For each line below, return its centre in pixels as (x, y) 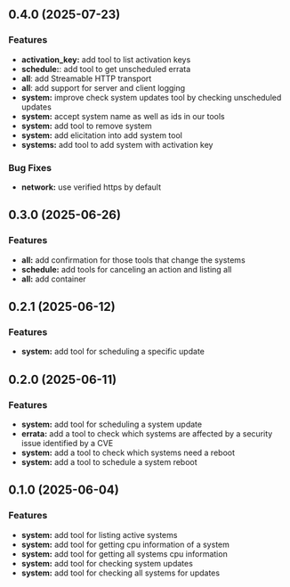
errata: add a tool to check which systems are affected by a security (147, 434)
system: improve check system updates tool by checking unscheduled (151, 97)
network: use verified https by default (91, 187)
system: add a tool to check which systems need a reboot (128, 452)
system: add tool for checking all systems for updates (120, 573)
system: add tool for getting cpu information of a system (125, 544)
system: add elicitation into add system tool (102, 135)
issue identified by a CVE (67, 444)
